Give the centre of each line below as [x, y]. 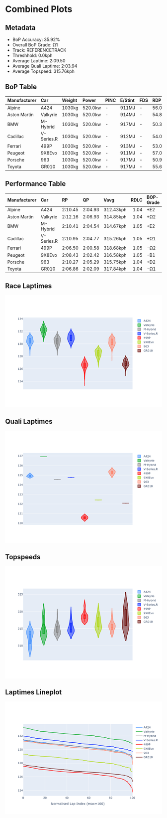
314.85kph [115, 217]
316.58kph [115, 255]
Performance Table [36, 184]
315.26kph [115, 238]
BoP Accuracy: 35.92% [36, 39]
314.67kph [115, 226]
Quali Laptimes [29, 421]
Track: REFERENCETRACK [39, 50]
